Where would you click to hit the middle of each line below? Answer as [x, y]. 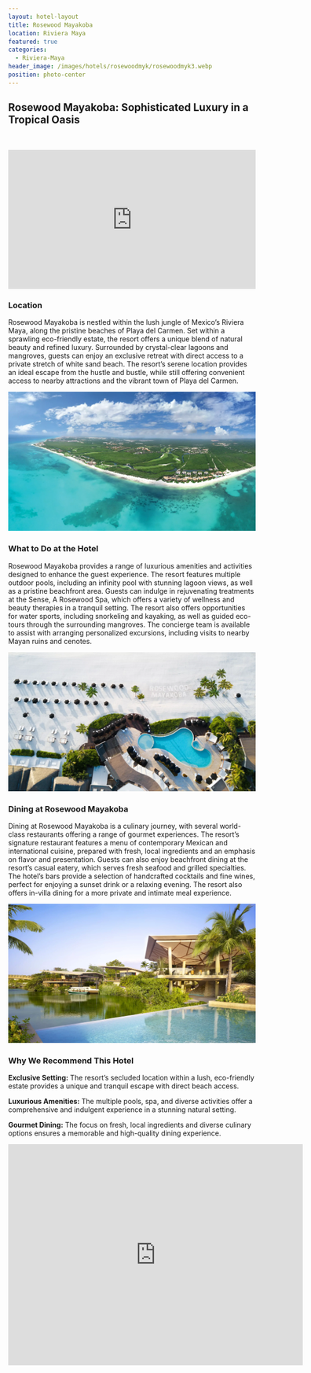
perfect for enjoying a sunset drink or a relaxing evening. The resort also [125, 884]
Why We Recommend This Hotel [71, 1060]
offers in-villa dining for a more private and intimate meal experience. [120, 893]
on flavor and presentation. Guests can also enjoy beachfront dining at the [128, 859]
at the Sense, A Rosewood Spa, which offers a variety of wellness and [121, 599]
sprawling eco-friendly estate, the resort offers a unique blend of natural [126, 339]
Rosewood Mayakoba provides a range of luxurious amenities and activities [130, 565]
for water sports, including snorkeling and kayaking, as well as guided [121, 616]
